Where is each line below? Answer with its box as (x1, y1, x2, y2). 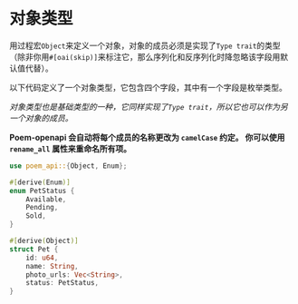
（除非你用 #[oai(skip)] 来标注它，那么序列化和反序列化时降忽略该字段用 (9, 51, 281, 62)
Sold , (25, 211, 47, 221)
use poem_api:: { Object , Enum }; (9, 161, 128, 171)
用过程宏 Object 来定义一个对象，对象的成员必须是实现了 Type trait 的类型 (9, 40, 281, 51)
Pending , (25, 203, 59, 212)
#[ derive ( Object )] (9, 237, 79, 246)
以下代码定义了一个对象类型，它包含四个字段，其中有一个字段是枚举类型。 (9, 82, 287, 93)
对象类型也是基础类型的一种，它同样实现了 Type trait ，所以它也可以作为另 (9, 101, 288, 112)
